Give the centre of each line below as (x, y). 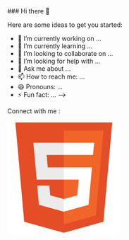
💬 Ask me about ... (44, 69)
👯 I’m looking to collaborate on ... (65, 53)
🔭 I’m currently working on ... (59, 39)
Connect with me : (34, 111)
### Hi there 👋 (29, 11)
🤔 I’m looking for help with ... (59, 61)
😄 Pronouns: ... (40, 87)
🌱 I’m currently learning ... (55, 46)
